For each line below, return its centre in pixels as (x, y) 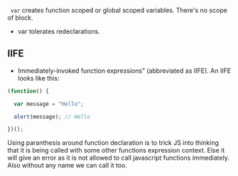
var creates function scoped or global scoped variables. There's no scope (119, 10)
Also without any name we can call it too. (67, 165)
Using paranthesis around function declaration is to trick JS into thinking (113, 143)
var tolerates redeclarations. (59, 31)
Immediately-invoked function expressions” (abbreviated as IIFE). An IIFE (124, 71)
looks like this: (38, 78)
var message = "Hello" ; (49, 104)
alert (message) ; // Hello (52, 117)
